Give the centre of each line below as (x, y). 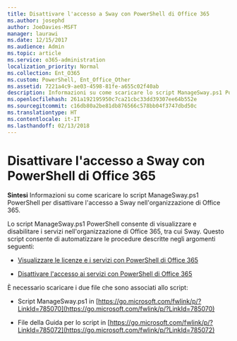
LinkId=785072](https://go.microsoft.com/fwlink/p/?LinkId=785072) (116, 330)
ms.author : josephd (36, 21)
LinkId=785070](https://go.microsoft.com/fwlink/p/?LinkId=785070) (116, 309)
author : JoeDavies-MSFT (42, 27)
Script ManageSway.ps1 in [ (58, 301)
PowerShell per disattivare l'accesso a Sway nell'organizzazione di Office (114, 203)
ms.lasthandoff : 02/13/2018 (49, 126)
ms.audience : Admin (36, 47)
